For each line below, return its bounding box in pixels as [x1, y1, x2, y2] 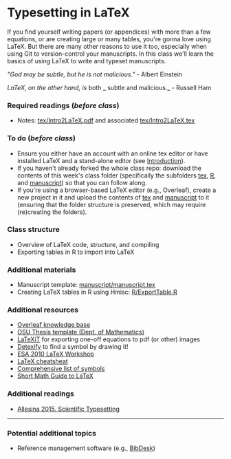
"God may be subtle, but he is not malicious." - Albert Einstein [7, 70, 183, 78]
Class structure [7, 225, 60, 235]
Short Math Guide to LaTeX [16, 372, 94, 380]
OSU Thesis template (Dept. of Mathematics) [16, 328, 144, 337]
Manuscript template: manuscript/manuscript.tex [16, 281, 156, 289]
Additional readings [7, 389, 74, 398]
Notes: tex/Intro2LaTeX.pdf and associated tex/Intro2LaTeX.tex [16, 116, 195, 125]
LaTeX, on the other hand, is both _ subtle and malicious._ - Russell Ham [7, 83, 212, 92]
